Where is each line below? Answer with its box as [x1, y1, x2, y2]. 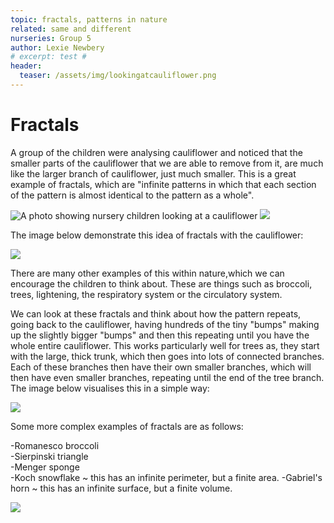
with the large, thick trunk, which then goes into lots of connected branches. [10, 350, 325, 362]
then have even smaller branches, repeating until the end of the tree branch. [10, 371, 325, 383]
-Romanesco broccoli [10, 439, 100, 451]
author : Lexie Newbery [10, 42, 105, 53]
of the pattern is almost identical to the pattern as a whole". [10, 189, 255, 201]
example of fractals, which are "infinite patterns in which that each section [10, 178, 317, 190]
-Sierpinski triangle [10, 450, 89, 462]
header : [10, 61, 43, 71]
